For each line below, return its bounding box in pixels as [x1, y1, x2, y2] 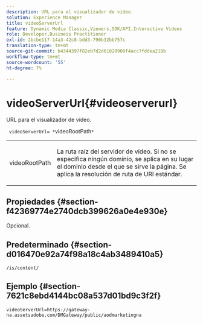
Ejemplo [6, 281, 37, 291]
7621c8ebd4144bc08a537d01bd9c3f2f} [6, 291, 161, 301]
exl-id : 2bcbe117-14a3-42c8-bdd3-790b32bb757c [6, 37, 126, 43]
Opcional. [6, 222, 30, 229]
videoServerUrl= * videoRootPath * [8, 128, 95, 135]
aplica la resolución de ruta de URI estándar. [56, 170, 182, 179]
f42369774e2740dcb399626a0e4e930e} [6, 206, 168, 216]
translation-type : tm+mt [6, 43, 69, 49]
